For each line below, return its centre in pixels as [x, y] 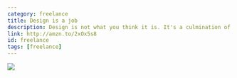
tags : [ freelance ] [35, 47]
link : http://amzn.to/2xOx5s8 [52, 34]
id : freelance [28, 40]
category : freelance [38, 14]
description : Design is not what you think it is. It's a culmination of [119, 27]
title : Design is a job [43, 21]
